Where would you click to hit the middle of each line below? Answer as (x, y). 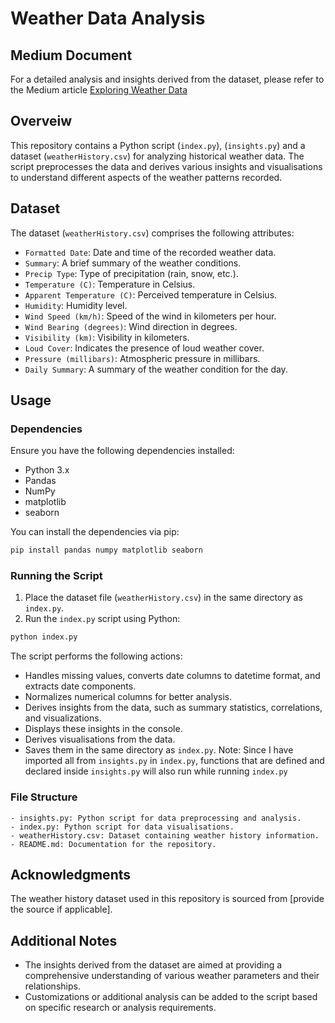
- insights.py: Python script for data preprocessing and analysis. (156, 818)
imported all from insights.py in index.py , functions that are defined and (174, 761)
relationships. (52, 986)
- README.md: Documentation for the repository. (113, 844)
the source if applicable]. (61, 909)
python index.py (44, 637)
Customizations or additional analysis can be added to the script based (171, 997)
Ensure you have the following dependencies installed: (122, 451)
